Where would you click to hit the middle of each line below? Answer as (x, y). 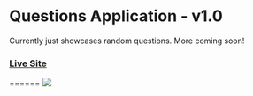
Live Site (28, 63)
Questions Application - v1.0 (116, 16)
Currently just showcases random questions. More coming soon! (127, 41)
